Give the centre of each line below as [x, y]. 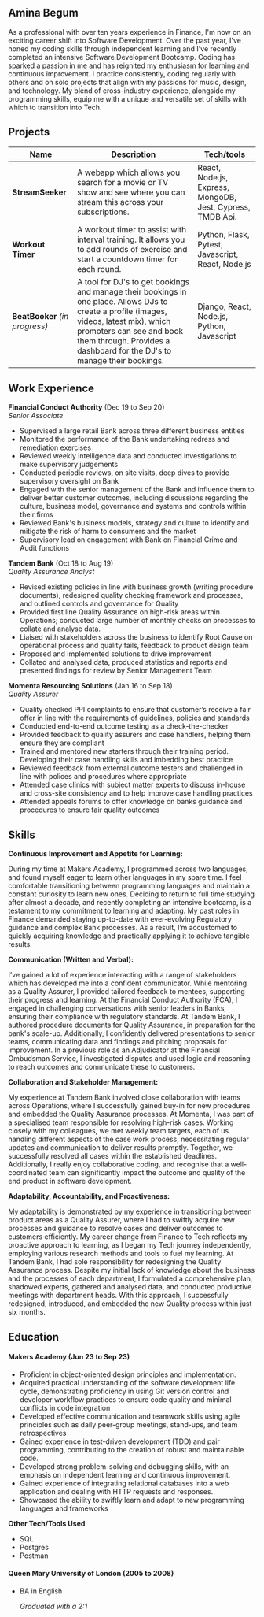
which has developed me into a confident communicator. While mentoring [128, 983]
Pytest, [211, 244]
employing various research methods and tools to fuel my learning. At [121, 1254]
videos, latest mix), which [124, 321]
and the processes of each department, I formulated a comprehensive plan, [130, 1278]
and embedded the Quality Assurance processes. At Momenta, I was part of [131, 1114]
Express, [213, 187]
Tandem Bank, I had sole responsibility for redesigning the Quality [115, 1262]
